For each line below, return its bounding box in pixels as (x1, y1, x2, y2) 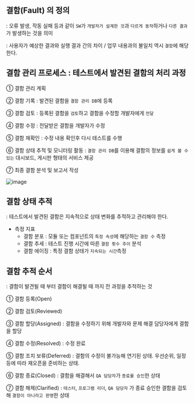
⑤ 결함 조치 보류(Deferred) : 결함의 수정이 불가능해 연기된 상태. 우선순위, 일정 (6, 353, 186, 360)
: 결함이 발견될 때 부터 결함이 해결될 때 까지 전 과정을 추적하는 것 (6, 283, 153, 290)
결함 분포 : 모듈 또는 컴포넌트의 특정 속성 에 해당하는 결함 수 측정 (23, 233, 166, 240)
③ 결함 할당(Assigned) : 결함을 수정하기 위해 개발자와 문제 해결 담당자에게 (6, 320, 179, 327)
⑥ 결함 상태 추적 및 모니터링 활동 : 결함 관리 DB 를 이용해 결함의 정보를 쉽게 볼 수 (6, 147, 189, 154)
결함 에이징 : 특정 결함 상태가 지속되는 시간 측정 (23, 247, 127, 254)
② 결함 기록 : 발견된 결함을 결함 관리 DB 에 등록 (6, 97, 113, 104)
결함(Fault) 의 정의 (6, 5, 70, 16)
